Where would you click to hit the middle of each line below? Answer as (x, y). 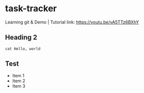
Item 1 (18, 75)
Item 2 (19, 81)
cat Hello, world (23, 49)
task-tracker (31, 9)
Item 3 (19, 86)
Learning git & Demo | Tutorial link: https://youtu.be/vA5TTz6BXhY (72, 22)
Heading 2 (21, 37)
